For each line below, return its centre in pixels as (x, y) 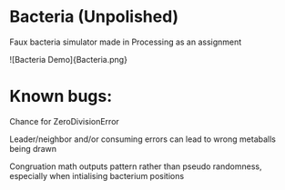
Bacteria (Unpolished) (94, 17)
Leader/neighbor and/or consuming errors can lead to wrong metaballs (142, 139)
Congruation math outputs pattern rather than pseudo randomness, (136, 166)
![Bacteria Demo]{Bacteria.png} (68, 59)
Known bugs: (61, 96)
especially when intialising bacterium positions (97, 175)
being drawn (33, 148)
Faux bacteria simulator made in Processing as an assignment (126, 42)
